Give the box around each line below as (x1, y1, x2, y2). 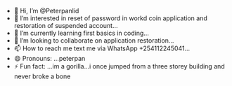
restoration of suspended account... (13, 22, 118, 29)
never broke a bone (13, 72, 71, 80)
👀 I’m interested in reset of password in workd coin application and (13, 14, 207, 22)
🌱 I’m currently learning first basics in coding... (13, 29, 150, 37)
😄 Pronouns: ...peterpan (13, 55, 86, 62)
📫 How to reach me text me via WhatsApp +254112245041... (13, 44, 191, 52)
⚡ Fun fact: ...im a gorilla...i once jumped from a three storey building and (13, 62, 225, 70)
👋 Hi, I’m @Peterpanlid (13, 7, 79, 15)
